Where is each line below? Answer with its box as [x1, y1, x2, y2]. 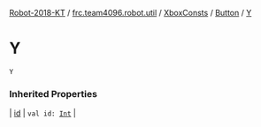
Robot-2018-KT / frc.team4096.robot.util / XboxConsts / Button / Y [9, 8, 252, 18]
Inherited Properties [9, 87, 97, 100]
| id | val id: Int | [9, 108, 77, 118]
